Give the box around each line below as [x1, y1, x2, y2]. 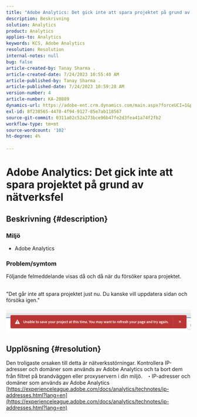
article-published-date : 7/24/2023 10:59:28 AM [6, 84, 125, 90]
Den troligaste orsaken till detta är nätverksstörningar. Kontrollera [6, 359, 164, 366]
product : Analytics [6, 28, 54, 34]
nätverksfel [6, 191, 64, 204]
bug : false [6, 59, 33, 65]
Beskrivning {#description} [6, 214, 108, 224]
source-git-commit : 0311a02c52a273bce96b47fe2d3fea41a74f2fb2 [6, 115, 161, 120]
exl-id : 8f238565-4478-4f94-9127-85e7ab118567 [6, 109, 122, 115]
